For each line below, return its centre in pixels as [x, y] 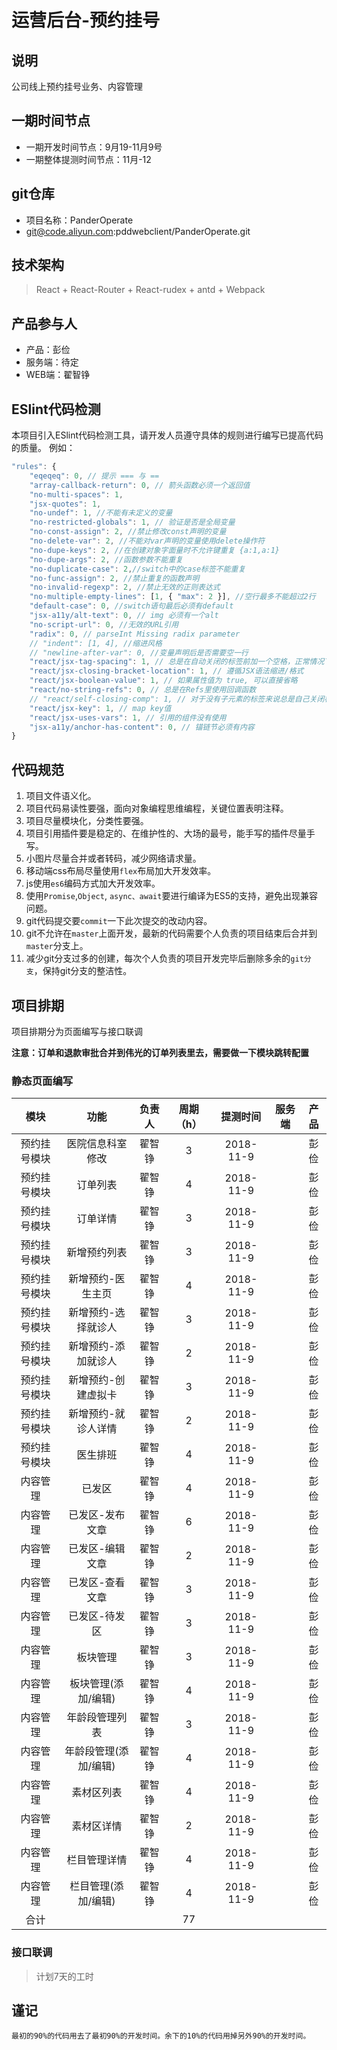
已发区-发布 [97, 1515]
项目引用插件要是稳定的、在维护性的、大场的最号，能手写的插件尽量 [166, 833]
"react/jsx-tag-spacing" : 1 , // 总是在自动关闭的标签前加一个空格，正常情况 [177, 662]
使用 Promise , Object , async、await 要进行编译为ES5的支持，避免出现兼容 [172, 896]
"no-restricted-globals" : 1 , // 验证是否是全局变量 [132, 522]
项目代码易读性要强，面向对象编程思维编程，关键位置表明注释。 [157, 808]
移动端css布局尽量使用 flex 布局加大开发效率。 [121, 871]
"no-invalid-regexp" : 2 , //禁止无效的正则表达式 [125, 587]
